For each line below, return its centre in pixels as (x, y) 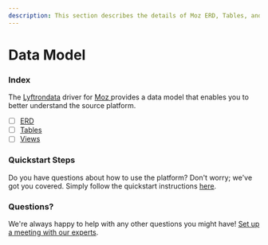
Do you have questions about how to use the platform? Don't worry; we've (130, 177)
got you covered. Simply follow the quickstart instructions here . (112, 186)
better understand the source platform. (72, 106)
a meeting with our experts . (53, 232)
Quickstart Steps (42, 160)
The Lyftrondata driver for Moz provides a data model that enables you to (129, 97)
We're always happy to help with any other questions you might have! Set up (134, 224)
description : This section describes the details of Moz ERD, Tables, (128, 16)
